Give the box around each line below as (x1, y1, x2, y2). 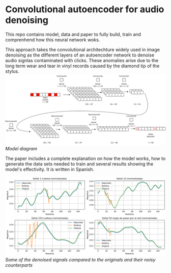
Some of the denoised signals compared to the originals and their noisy (5, 257, 156, 263)
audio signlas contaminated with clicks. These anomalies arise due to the (5, 57, 159, 63)
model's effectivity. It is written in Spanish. (5, 167, 94, 173)
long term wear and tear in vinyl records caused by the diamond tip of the (5, 63, 160, 69)
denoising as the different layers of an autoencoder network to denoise (5, 52, 154, 58)
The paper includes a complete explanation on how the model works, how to (5, 155, 166, 161)
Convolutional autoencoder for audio (5, 4, 164, 15)
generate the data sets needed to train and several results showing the (5, 161, 154, 167)
